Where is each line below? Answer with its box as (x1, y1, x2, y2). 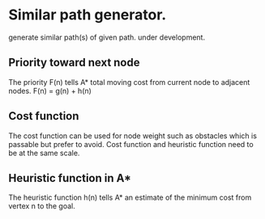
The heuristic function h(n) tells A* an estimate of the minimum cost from (8, 192, 252, 203)
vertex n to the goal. (8, 201, 75, 211)
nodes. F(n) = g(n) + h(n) (8, 86, 92, 95)
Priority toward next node (8, 56, 140, 69)
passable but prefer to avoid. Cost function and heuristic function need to (8, 139, 254, 149)
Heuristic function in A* (8, 171, 132, 185)
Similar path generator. (8, 6, 167, 24)
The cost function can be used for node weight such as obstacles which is (8, 131, 258, 141)
